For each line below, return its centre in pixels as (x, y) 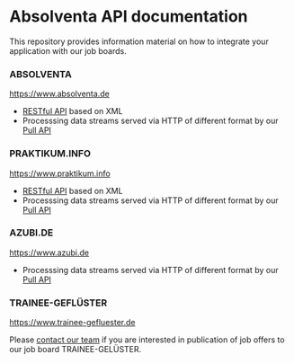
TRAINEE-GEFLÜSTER (58, 303)
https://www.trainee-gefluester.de (72, 323)
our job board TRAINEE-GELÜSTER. (76, 350)
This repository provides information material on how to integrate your (139, 41)
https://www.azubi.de (49, 252)
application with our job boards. (68, 50)
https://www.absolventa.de (59, 94)
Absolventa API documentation (129, 17)
